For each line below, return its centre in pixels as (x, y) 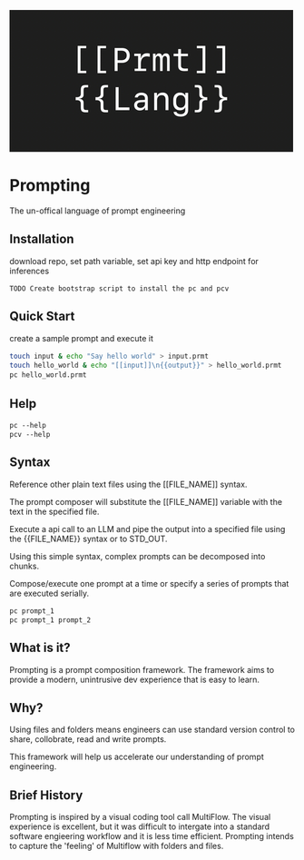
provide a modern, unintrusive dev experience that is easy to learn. (135, 679)
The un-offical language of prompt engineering (98, 211)
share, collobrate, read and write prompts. (88, 739)
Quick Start (42, 316)
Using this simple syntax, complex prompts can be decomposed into (137, 556)
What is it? (40, 648)
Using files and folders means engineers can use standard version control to (152, 730)
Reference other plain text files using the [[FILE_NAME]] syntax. (128, 484)
